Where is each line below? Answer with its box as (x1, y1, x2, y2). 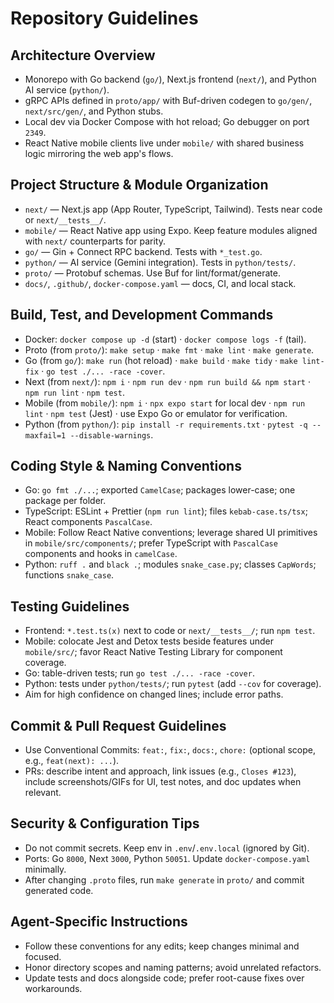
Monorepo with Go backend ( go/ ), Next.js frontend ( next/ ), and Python (24, 73, 317, 85)
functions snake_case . (24, 569, 115, 581)
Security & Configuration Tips (10, 815, 200, 832)
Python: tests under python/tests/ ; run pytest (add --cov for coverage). (24, 678, 322, 690)
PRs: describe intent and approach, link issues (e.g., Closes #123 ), (24, 765, 297, 777)
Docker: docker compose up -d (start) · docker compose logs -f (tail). (24, 333, 307, 345)
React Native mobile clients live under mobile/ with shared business (24, 137, 305, 149)
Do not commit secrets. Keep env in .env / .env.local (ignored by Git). (24, 842, 310, 854)
